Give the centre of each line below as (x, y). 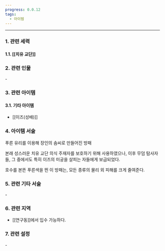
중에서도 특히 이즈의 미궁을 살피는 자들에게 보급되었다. (68, 159)
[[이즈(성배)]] (25, 117)
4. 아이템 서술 (20, 131)
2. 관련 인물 (18, 68)
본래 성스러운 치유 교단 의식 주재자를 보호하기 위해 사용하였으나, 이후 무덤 (75, 153)
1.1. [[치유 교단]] (20, 54)
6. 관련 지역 (18, 208)
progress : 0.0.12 (23, 10)
